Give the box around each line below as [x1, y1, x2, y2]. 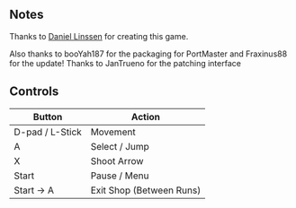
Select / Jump [90, 140, 150, 152]
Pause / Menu [90, 169, 149, 182]
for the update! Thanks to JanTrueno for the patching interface [9, 57, 241, 68]
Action [130, 110, 160, 123]
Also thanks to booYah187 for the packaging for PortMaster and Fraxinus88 [9, 48, 288, 59]
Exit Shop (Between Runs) [90, 184, 202, 196]
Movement [90, 126, 137, 138]
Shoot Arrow [90, 154, 144, 167]
